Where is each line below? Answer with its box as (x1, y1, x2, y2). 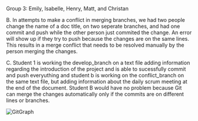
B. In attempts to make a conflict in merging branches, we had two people (6, 17, 186, 23)
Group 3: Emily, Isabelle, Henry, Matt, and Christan (6, 5, 129, 12)
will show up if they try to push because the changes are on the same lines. (6, 35, 190, 42)
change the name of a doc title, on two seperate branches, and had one (6, 23, 180, 30)
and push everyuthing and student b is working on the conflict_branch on (6, 72, 184, 79)
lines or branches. (6, 97, 50, 104)
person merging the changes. (6, 48, 78, 55)
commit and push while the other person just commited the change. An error (6, 29, 192, 36)
